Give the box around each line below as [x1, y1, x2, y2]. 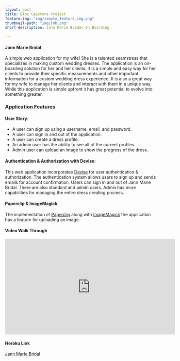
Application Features [5, 103, 56, 110]
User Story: [5, 115, 29, 121]
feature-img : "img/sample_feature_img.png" [5, 16, 95, 21]
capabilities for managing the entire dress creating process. [5, 189, 125, 195]
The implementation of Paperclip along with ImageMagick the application [5, 211, 151, 217]
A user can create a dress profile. [12, 137, 79, 142]
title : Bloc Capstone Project [5, 12, 66, 17]
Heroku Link [5, 340, 30, 346]
